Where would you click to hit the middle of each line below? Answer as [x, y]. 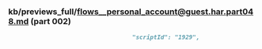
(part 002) [51, 21]
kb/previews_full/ [43, 12]
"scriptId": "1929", [166, 37]
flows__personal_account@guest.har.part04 [165, 12]
